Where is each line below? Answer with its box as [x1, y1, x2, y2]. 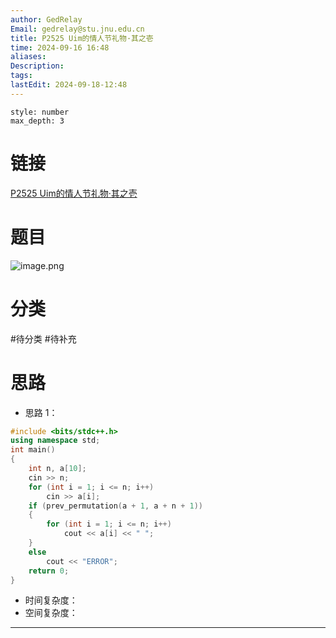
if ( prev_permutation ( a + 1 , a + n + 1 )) [28, 501, 204, 511]
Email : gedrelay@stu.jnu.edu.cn [10, 24, 145, 34]
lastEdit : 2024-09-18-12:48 [10, 80, 128, 90]
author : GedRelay [10, 14, 83, 25]
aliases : [10, 52, 47, 62]
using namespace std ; [10, 436, 101, 446]
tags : [10, 71, 33, 81]
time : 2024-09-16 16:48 [10, 42, 110, 53]
